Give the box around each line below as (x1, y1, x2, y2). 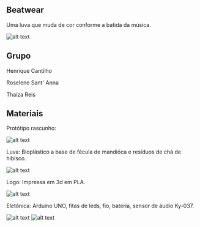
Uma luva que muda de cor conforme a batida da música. (6, 21, 151, 28)
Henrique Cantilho (6, 67, 52, 74)
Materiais (6, 108, 43, 119)
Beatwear (6, 5, 44, 15)
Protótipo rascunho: (6, 125, 56, 132)
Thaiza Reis (6, 91, 35, 98)
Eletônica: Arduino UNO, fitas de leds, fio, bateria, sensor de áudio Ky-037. (6, 202, 194, 210)
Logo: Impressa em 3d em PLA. (6, 179, 86, 186)
